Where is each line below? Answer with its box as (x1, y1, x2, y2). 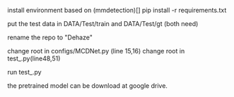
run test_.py (7, 68, 42, 76)
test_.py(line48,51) (7, 54, 61, 63)
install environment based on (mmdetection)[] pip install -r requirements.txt (7, 6, 227, 14)
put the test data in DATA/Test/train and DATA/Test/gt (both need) (7, 20, 199, 27)
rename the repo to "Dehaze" (7, 33, 93, 41)
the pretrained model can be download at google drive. (7, 82, 168, 90)
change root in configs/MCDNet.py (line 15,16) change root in (7, 47, 185, 55)
